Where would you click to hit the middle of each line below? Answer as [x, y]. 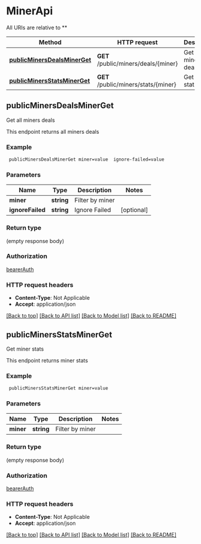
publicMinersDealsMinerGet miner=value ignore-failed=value [86, 159]
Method [50, 42]
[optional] [134, 210]
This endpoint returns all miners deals [53, 131]
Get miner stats [25, 349]
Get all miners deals [31, 120]
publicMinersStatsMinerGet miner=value [59, 388]
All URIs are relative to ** [37, 27]
